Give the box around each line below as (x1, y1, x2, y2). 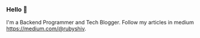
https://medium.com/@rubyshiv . (6, 25, 86, 32)
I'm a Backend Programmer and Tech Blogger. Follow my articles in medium (6, 19, 194, 26)
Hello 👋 (6, 5, 28, 14)
